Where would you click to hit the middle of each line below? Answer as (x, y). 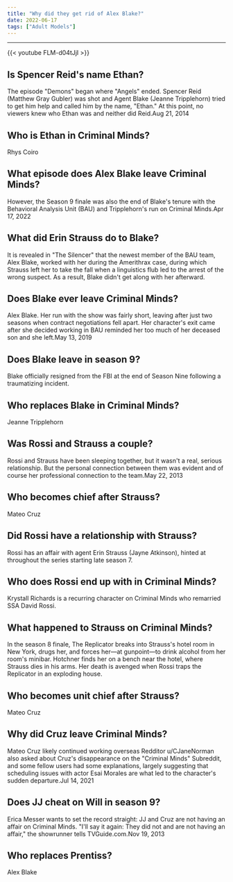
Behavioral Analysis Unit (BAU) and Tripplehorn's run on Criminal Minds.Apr (115, 208)
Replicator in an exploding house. (55, 674)
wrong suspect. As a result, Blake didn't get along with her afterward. (106, 277)
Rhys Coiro (23, 152)
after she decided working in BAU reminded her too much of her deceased (114, 330)
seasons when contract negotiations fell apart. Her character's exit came (111, 323)
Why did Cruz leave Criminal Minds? (87, 734)
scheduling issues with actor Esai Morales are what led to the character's (112, 773)
